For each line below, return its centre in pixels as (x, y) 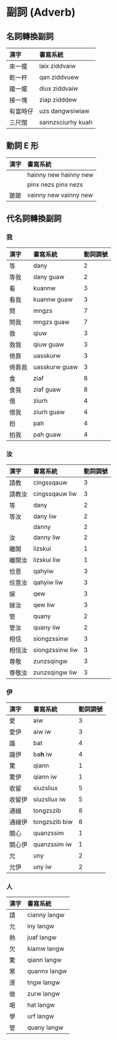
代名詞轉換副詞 (34, 219)
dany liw (45, 516)
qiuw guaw (49, 344)
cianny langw (46, 915)
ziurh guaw (49, 412)
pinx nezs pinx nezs (55, 184)
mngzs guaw (52, 322)
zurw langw (44, 994)
